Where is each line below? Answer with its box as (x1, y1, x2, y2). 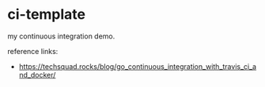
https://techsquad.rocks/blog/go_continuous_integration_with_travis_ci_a (18, 61, 257, 71)
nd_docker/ (18, 70, 56, 79)
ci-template (7, 5, 86, 24)
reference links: (7, 46, 59, 56)
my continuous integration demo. (7, 31, 115, 41)
